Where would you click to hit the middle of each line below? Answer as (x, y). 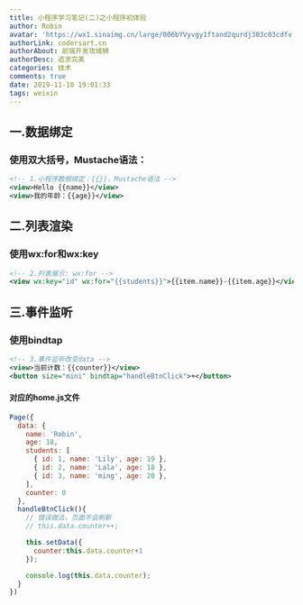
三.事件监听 (41, 312)
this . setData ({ (54, 543)
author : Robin (36, 26)
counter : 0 (46, 492)
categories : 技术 (41, 69)
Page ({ (22, 417)
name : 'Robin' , (54, 434)
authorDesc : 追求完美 (47, 60)
